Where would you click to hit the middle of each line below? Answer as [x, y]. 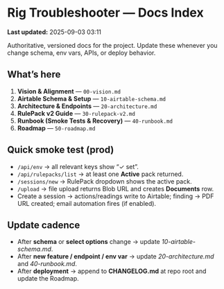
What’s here [34, 75]
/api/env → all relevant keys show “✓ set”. [78, 166]
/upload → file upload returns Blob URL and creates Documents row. [115, 189]
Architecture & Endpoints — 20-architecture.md [87, 106]
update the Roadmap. [48, 279]
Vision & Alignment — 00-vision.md [69, 91]
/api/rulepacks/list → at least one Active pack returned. [100, 174]
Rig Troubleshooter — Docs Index [105, 13]
